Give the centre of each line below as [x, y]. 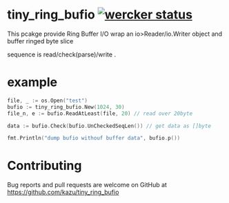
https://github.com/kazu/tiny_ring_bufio [63, 192]
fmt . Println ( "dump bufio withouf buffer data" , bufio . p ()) [94, 138]
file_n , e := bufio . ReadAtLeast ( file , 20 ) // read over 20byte [100, 114]
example [32, 82]
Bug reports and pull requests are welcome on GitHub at [87, 185]
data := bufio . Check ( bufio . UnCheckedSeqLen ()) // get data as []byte [109, 126]
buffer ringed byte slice [40, 41]
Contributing [44, 166]
